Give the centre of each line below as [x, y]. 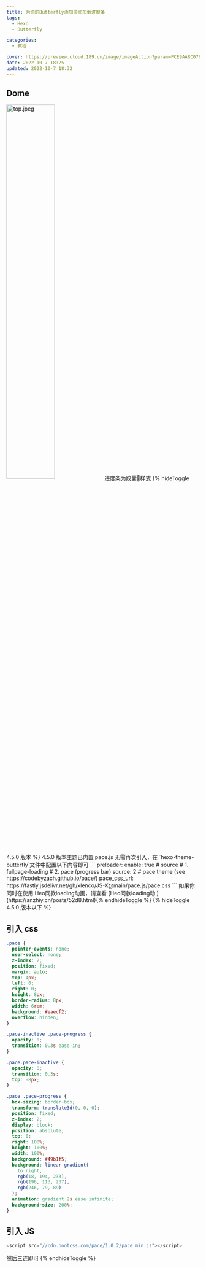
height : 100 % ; [30, 1148]
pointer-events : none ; [41, 949]
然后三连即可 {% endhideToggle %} [51, 1258]
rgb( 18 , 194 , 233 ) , [42, 1177]
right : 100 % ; [29, 1142]
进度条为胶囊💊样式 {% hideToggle [147, 478]
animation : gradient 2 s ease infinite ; [63, 1199]
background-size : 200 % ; [42, 1205]
